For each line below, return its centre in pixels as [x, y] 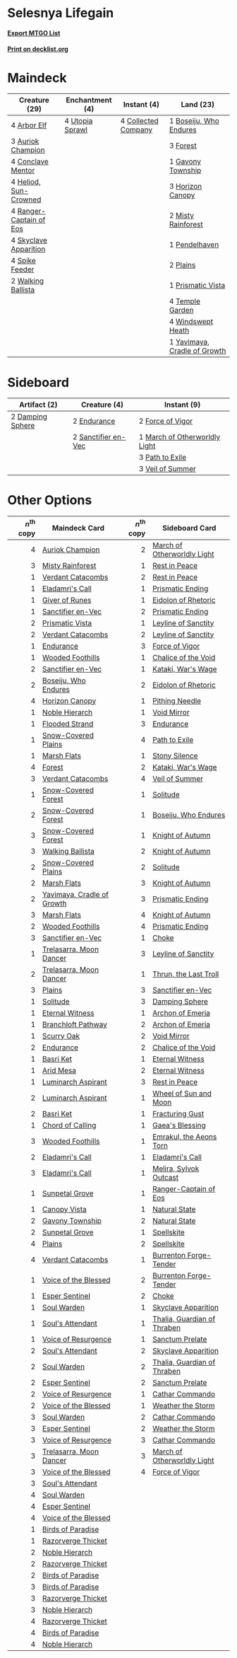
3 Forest [183, 146]
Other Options [50, 500]
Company [136, 130]
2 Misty [182, 216]
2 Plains [182, 265]
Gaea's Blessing [179, 1125]
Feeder [23, 269]
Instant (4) [141, 105]
